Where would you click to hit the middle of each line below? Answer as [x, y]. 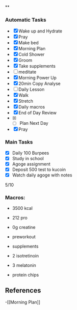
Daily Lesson [31, 89]
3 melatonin [24, 265]
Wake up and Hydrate [40, 31]
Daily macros [32, 107]
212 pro [20, 218]
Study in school [28, 158]
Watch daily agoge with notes [42, 175]
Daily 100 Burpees [30, 153]
